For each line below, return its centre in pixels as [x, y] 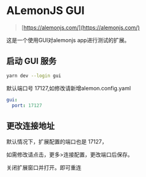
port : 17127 [27, 105]
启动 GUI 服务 [31, 61]
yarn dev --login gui [34, 76]
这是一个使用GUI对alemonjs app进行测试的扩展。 [68, 40]
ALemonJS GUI [46, 11]
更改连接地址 [31, 126]
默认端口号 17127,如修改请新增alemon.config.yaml [69, 88]
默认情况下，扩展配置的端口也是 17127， [57, 142]
